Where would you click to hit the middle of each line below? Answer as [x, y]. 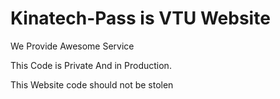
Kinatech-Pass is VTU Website [140, 18]
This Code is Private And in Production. [91, 65]
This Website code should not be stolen [92, 84]
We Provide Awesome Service [72, 46]
